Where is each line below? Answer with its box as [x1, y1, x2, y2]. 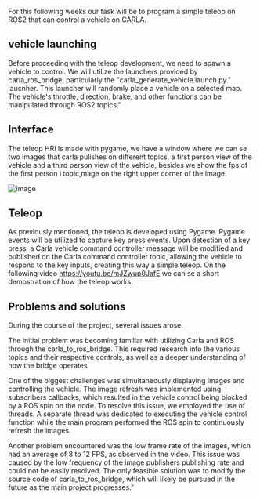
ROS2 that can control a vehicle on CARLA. [8, 15, 147, 24]
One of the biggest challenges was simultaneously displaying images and [8, 376, 245, 386]
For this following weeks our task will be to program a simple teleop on [8, 7, 237, 16]
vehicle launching [8, 38, 97, 51]
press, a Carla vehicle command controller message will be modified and [8, 244, 243, 253]
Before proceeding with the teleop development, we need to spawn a [8, 58, 231, 67]
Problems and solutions [8, 299, 126, 313]
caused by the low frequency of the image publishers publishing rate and [8, 458, 244, 467]
